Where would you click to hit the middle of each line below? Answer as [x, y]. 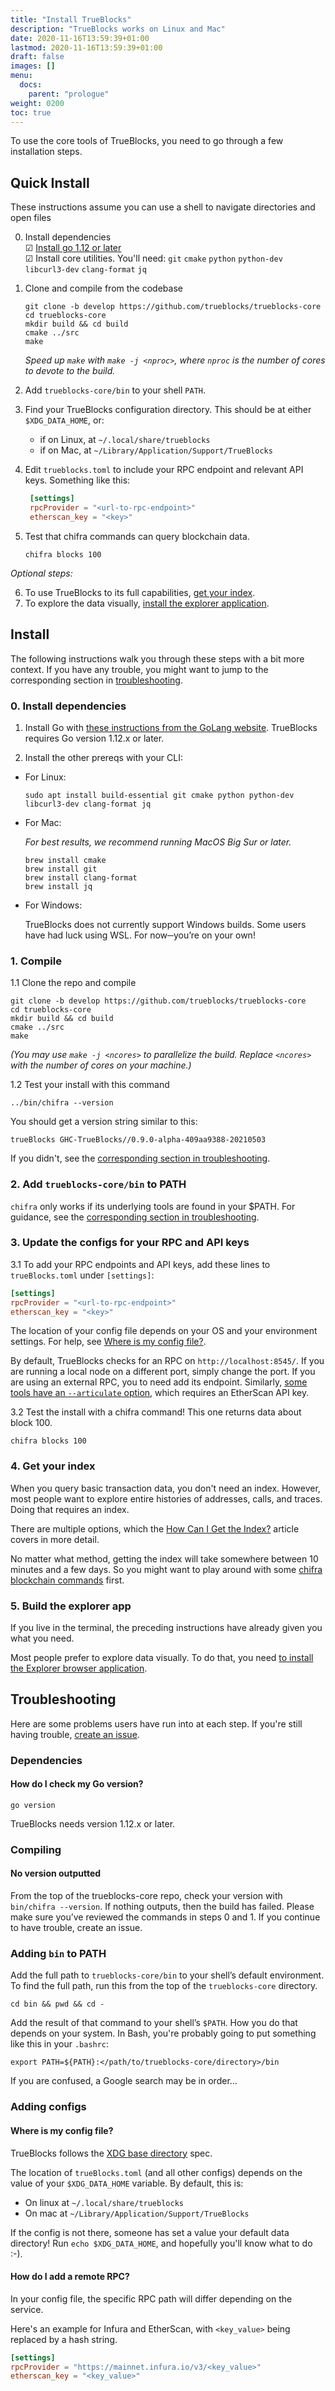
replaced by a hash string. [64, 2339]
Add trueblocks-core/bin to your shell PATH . [115, 390]
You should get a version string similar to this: [104, 1122]
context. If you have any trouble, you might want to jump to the [139, 669]
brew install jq [58, 886]
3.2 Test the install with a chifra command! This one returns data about [156, 1412]
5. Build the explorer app [71, 1606]
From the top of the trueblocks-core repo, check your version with [146, 1896]
